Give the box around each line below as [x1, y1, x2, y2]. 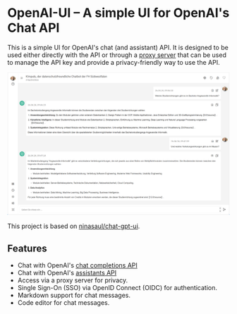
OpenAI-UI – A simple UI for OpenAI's [7, 5, 230, 21]
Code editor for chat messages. [17, 299, 110, 307]
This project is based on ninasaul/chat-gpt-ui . [7, 222, 140, 230]
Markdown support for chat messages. [17, 291, 131, 300]
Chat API [7, 20, 60, 36]
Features [7, 242, 47, 254]
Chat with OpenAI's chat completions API [17, 261, 138, 270]
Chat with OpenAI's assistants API [17, 269, 117, 277]
